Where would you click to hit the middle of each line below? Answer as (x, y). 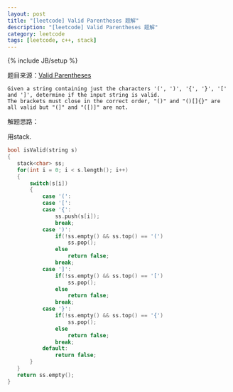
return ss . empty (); (45, 375)
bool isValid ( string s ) (43, 150)
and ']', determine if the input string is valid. (84, 95)
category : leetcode (36, 34)
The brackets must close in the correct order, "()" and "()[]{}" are (114, 101)
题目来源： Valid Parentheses (49, 75)
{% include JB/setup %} (43, 60)
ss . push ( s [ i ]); (77, 216)
